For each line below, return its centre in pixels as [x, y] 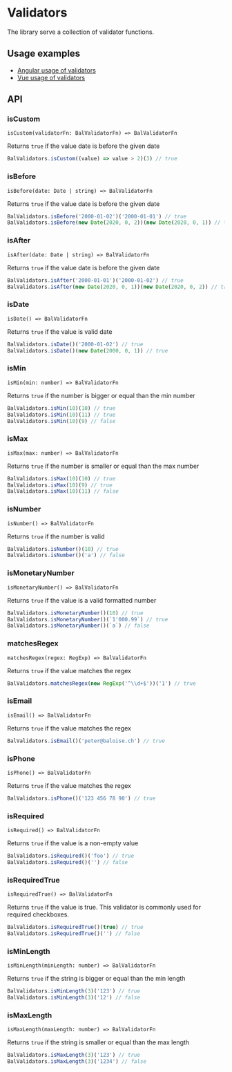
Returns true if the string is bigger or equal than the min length [96, 979]
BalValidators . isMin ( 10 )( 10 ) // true [61, 408]
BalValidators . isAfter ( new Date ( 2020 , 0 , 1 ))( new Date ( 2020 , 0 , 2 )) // [113, 287]
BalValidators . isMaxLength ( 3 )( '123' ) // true [74, 1055]
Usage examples [44, 54]
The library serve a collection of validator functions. [80, 32]
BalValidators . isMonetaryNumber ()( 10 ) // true [75, 613]
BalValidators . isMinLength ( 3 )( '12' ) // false [74, 998]
